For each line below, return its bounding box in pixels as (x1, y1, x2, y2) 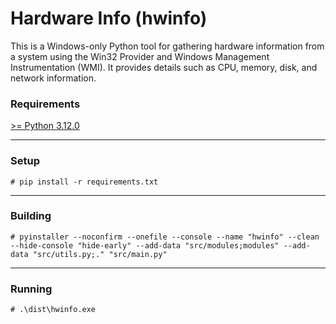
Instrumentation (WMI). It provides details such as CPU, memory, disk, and (10, 61, 318, 73)
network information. (10, 72, 97, 84)
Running (10, 282, 53, 296)
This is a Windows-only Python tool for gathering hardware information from (10, 40, 325, 52)
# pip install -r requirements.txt (10, 177, 159, 187)
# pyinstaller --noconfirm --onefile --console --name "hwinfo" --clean (10, 232, 320, 242)
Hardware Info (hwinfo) (10, 7, 208, 30)
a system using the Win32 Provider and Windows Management (10, 50, 270, 62)
